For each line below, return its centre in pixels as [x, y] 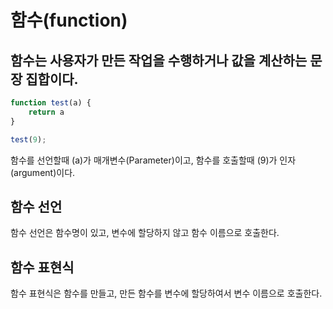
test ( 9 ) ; [28, 139]
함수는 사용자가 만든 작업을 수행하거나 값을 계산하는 [159, 60]
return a [46, 112]
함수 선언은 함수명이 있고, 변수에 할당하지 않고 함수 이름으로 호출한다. [145, 233]
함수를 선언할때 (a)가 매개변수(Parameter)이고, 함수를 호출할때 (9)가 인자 [153, 160]
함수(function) [69, 20]
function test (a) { [51, 103]
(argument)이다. [43, 172]
